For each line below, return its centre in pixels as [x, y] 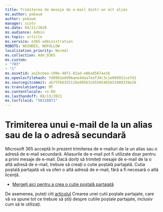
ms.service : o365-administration [39, 42]
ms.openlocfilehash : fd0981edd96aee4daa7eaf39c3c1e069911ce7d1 [71, 78]
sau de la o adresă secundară [65, 135]
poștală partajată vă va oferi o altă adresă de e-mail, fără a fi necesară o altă [82, 170]
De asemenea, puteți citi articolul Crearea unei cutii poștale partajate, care [80, 194]
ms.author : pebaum [24, 14]
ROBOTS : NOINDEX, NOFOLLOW [32, 46]
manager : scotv [20, 23]
